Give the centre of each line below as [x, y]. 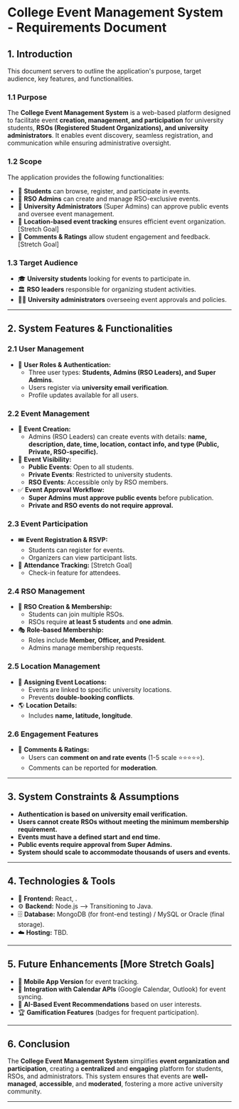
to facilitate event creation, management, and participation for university [116, 120]
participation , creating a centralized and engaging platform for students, [115, 1069]
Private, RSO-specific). [63, 451]
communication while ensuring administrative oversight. [89, 143]
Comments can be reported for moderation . [93, 768]
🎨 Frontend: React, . [47, 898]
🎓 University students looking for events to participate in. [104, 278]
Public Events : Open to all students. [81, 467]
